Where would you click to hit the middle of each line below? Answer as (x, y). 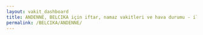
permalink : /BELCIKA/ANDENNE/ (44, 23)
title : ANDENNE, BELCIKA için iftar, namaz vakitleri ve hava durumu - (98, 17)
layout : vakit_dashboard (37, 12)
